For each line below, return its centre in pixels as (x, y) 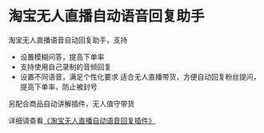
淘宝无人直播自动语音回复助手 (107, 16)
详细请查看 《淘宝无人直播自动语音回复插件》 (82, 120)
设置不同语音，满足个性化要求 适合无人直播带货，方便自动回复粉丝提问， (140, 76)
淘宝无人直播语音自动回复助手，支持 (68, 40)
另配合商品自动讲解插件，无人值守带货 (71, 104)
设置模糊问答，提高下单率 (62, 57)
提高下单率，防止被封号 (58, 86)
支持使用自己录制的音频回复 (66, 66)
